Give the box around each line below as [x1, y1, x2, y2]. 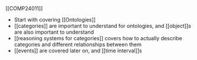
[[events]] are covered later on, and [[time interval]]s [14, 47, 142, 54]
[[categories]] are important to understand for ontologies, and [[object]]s [14, 23, 191, 29]
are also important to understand [14, 29, 94, 36]
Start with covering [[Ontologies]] [14, 16, 96, 23]
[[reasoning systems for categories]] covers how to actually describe [14, 35, 182, 41]
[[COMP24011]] [5, 5, 43, 12]
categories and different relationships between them [14, 41, 142, 48]
